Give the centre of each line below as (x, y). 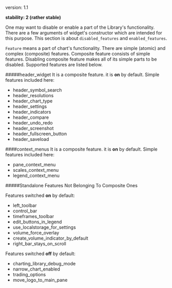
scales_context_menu (36, 170)
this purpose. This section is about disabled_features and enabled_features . (86, 38)
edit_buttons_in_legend (37, 222)
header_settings (30, 106)
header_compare (31, 117)
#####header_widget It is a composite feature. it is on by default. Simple (82, 75)
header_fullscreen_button (40, 134)
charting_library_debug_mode (44, 264)
